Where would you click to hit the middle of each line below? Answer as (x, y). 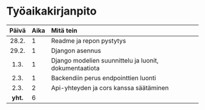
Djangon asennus (76, 50)
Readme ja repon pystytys (88, 41)
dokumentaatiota (75, 68)
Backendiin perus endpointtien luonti (104, 78)
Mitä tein (64, 30)
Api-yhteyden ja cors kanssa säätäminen (110, 88)
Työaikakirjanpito (52, 11)
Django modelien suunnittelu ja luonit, (105, 60)
